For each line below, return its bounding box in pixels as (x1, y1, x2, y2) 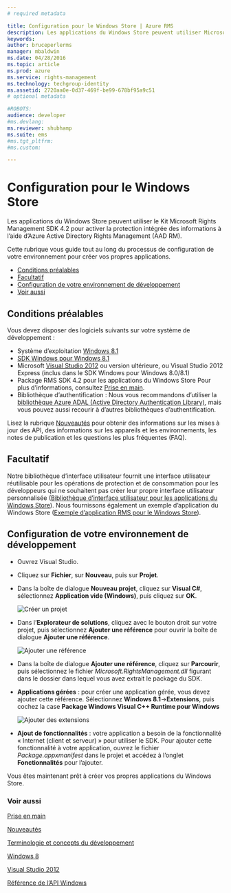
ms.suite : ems (7, 131, 48, 138)
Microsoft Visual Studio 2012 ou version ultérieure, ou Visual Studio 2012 (16, 361, 223, 370)
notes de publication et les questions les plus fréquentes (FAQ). (7, 434, 187, 441)
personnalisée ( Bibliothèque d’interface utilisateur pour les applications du (7, 494, 218, 502)
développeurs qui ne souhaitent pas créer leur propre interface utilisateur (7, 486, 215, 494)
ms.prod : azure (7, 67, 51, 74)
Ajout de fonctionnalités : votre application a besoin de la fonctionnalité (16, 729, 222, 737)
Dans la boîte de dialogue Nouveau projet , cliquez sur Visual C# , (16, 584, 203, 592)
